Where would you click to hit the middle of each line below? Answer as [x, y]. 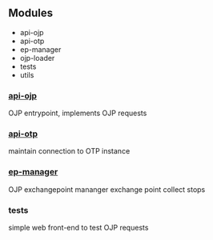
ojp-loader [37, 58]
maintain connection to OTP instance [69, 151]
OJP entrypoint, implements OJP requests [78, 113]
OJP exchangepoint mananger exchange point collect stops [107, 189]
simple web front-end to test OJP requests [78, 228]
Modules [31, 13]
